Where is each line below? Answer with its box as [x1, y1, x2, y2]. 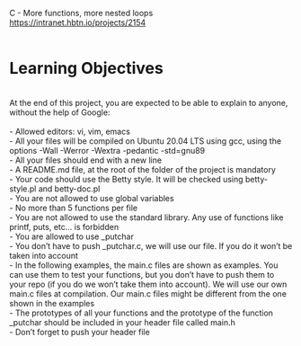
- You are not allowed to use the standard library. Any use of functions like [9, 211, 284, 223]
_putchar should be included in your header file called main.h [9, 316, 236, 327]
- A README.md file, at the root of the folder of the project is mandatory [9, 164, 277, 174]
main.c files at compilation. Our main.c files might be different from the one [9, 288, 288, 299]
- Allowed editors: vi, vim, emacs [9, 126, 130, 137]
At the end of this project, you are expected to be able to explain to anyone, [9, 97, 288, 108]
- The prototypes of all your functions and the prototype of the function [9, 307, 274, 318]
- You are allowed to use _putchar [9, 231, 135, 242]
